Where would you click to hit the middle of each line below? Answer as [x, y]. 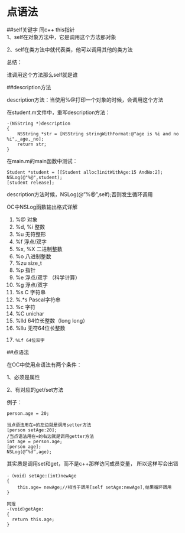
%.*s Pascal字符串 [38, 300]
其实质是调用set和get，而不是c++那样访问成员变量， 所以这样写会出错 [92, 463]
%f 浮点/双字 [31, 241]
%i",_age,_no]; [25, 139]
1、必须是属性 [23, 377]
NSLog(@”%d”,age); [29, 452]
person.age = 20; [28, 413]
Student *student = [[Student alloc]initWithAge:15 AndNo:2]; [85, 172]
